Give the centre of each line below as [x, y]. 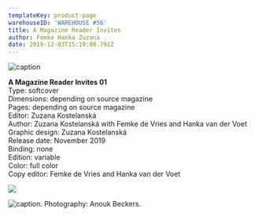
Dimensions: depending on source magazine [81, 99]
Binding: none [31, 149]
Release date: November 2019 [57, 141]
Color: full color [33, 166]
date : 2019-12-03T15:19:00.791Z [61, 45]
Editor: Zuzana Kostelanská [52, 115]
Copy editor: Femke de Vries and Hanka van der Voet [94, 174]
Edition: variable [34, 157]
